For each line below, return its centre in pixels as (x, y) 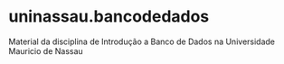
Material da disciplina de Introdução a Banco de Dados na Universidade (142, 41)
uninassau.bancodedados (109, 17)
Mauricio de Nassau (46, 50)
